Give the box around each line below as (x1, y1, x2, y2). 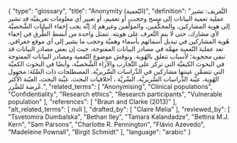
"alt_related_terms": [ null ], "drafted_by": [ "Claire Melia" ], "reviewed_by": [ (8, 105, 231, 113)
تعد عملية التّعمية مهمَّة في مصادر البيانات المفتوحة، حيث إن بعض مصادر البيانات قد (8, 45, 224, 53)
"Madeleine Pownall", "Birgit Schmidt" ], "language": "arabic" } (8, 128, 191, 136)
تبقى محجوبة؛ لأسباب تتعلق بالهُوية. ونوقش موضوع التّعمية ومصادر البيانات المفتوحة (8, 52, 226, 60)
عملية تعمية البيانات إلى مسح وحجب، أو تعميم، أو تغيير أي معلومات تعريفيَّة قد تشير (8, 14, 224, 23)
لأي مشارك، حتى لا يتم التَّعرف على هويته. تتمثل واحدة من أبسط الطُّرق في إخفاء (8, 29, 219, 38)
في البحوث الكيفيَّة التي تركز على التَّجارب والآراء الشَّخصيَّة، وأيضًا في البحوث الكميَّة (8, 60, 225, 68)
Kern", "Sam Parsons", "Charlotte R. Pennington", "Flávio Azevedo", (8, 120, 205, 128)
